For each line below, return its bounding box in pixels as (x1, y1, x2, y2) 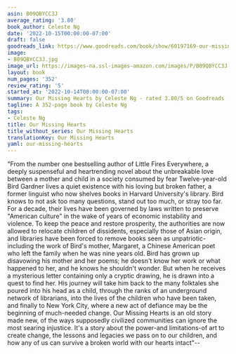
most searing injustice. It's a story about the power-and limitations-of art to (7, 324, 225, 332)
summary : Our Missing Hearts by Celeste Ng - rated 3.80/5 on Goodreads (7, 95, 225, 102)
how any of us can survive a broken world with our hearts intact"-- (7, 339, 200, 347)
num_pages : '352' (7, 75, 58, 83)
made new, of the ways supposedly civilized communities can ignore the (7, 316, 218, 325)
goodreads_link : (7, 43, 55, 50)
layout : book (7, 69, 46, 76)
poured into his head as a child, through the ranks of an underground (7, 287, 207, 295)
